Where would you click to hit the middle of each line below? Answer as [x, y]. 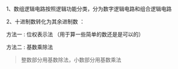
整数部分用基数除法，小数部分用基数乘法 [71, 60]
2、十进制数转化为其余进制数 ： [46, 22]
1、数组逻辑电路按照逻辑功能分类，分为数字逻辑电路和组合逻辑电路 [89, 9]
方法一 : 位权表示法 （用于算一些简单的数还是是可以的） [75, 34]
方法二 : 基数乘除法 [29, 47]
